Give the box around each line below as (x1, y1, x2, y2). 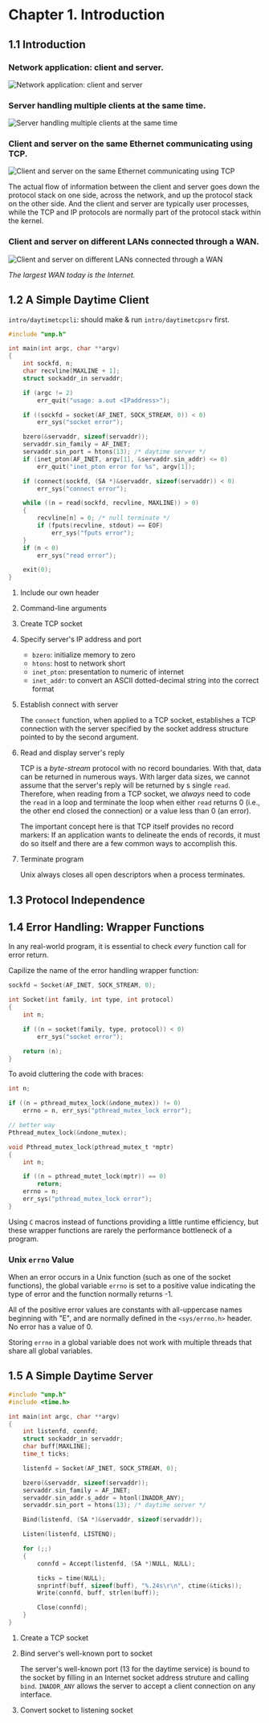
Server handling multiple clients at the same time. (8, 100, 206, 111)
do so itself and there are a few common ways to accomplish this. (19, 839, 238, 849)
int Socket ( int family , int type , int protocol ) (8, 996, 174, 1004)
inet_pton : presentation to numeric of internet (31, 667, 185, 677)
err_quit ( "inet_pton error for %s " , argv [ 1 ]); (37, 462, 196, 470)
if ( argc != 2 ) (22, 389, 74, 397)
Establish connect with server (19, 700, 119, 710)
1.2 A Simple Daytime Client (8, 293, 150, 307)
